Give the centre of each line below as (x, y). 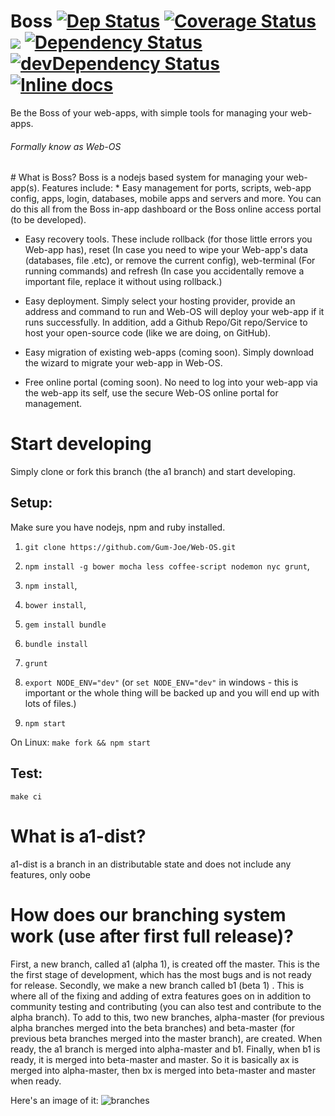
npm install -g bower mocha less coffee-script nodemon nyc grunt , (167, 566)
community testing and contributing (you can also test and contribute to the (166, 1006)
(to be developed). (48, 220)
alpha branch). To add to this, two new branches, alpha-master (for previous (167, 1017)
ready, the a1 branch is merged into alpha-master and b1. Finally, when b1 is (165, 1049)
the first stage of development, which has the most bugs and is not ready (161, 974)
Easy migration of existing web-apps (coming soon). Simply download (169, 352)
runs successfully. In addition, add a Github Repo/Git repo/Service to (166, 322)
